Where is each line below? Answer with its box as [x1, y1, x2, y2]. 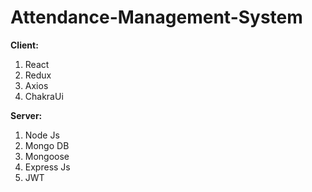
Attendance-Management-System [10, 6, 303, 29]
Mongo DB [24, 139, 70, 151]
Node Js [24, 129, 60, 141]
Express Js [24, 161, 71, 173]
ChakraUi [24, 90, 64, 102]
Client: [10, 39, 39, 51]
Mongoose [24, 150, 70, 162]
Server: [10, 109, 43, 121]
